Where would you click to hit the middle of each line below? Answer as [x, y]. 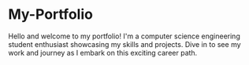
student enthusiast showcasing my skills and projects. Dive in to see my [125, 44]
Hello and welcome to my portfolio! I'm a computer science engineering [124, 36]
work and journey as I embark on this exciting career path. [103, 52]
